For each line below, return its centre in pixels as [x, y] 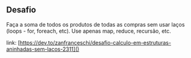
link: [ [13, 42]
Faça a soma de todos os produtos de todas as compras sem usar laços [95, 24]
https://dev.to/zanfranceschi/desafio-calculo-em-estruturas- [95, 42]
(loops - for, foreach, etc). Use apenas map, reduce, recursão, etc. [89, 31]
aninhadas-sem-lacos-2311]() [43, 49]
